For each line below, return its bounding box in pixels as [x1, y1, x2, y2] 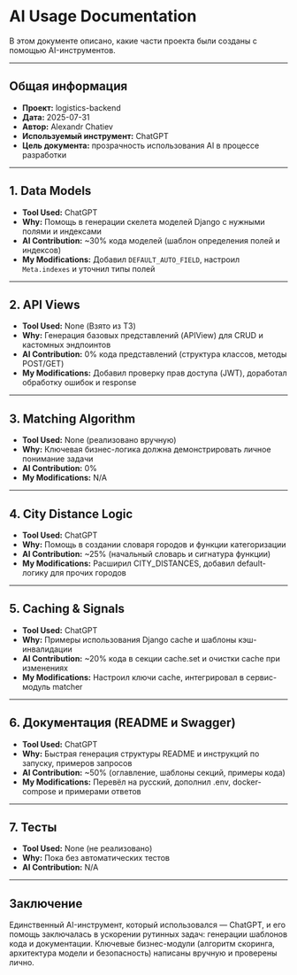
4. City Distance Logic [9, 507, 133, 522]
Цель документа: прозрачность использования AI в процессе [21, 140, 260, 151]
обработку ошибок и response [21, 377, 137, 388]
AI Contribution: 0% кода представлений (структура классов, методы [21, 349, 287, 360]
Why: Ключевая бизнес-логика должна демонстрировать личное [21, 445, 271, 455]
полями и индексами [21, 226, 102, 236]
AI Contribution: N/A [21, 862, 99, 873]
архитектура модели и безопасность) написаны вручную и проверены [9, 948, 278, 958]
